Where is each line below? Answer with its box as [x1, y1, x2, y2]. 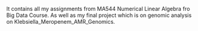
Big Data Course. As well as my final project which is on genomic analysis [6, 12, 192, 19]
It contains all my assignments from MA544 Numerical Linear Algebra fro [6, 5, 191, 12]
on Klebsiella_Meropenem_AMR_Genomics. [6, 18, 116, 25]
